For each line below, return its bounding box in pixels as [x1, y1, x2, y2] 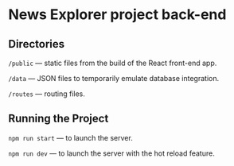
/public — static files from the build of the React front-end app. [8, 58, 217, 68]
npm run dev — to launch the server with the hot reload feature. [8, 149, 215, 158]
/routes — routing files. [8, 89, 86, 98]
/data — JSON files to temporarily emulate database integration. [8, 74, 220, 83]
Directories [8, 37, 65, 51]
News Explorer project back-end [8, 6, 227, 24]
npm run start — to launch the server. [8, 133, 133, 142]
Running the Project [8, 112, 109, 125]
